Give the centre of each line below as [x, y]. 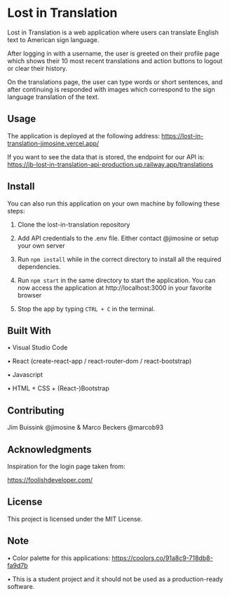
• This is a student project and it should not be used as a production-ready [115, 579]
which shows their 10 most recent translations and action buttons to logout [115, 60]
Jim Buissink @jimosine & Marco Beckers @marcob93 [85, 428]
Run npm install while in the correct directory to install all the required [119, 259]
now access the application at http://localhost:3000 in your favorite [115, 287]
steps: [16, 211]
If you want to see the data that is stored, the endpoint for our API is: [106, 157]
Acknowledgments [50, 450]
